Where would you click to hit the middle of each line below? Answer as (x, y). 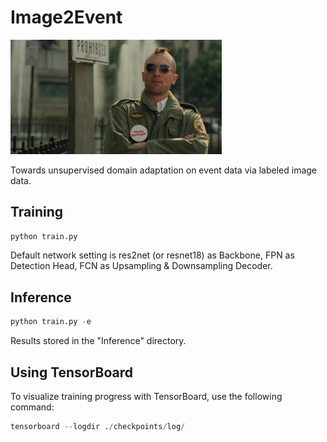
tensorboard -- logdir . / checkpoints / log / (98, 426)
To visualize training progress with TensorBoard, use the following (146, 396)
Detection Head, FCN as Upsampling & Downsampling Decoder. (141, 266)
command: (32, 407)
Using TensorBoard (72, 372)
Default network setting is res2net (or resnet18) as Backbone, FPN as (152, 255)
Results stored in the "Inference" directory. (98, 341)
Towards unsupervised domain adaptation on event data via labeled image (164, 170)
